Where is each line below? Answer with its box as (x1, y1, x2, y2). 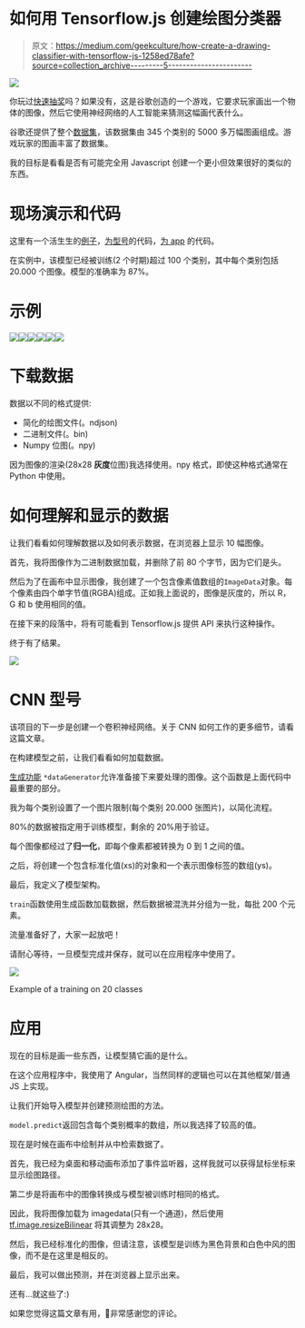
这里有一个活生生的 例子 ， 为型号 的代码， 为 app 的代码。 (9, 235, 220, 246)
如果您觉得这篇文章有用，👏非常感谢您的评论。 (9, 1307, 182, 1318)
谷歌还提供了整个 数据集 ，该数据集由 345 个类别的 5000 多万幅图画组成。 (9, 126, 284, 137)
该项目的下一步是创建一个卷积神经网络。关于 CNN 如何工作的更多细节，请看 (9, 721, 295, 732)
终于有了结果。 (9, 637, 65, 648)
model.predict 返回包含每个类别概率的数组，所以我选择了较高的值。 (9, 1119, 261, 1130)
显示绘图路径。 (9, 1169, 65, 1180)
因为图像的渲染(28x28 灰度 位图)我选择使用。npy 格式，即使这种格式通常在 (9, 459, 289, 470)
